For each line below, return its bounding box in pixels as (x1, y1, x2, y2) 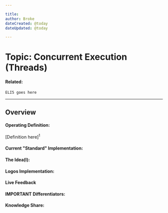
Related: (5, 79, 23, 85)
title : (5, 11, 19, 16)
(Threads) (5, 62, 47, 73)
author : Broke (5, 16, 35, 21)
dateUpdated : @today (5, 25, 48, 30)
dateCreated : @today (5, 21, 48, 26)
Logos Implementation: (5, 168, 54, 174)
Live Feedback (5, 180, 36, 186)
